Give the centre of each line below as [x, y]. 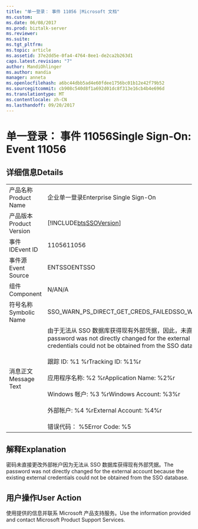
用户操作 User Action [44, 498]
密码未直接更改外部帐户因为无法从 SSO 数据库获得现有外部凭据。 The [90, 465]
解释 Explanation [36, 449]
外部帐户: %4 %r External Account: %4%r [105, 410]
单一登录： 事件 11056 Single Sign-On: [99, 136]
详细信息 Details [35, 172]
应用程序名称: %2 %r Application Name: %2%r [111, 378]
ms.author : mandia [29, 72]
